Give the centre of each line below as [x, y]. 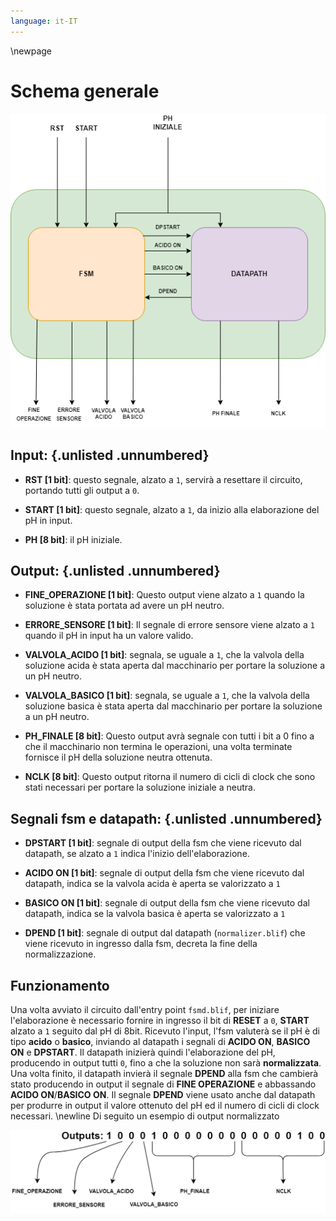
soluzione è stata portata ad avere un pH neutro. [124, 606]
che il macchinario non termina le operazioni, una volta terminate [158, 747]
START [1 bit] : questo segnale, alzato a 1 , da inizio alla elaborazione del [172, 509]
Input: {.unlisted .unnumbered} [110, 455]
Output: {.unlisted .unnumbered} [115, 570]
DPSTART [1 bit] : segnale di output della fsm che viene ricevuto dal [163, 843]
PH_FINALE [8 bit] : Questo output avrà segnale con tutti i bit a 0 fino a [169, 736]
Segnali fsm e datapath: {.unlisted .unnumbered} [166, 818]
